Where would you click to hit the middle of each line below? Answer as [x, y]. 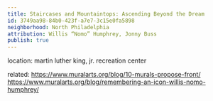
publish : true [28, 41]
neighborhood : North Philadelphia [59, 27]
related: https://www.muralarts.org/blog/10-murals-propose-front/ [104, 75]
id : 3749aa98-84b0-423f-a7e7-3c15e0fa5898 [71, 21]
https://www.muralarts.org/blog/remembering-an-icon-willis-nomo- [106, 82]
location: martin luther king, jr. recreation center [77, 60]
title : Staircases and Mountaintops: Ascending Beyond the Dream [106, 14]
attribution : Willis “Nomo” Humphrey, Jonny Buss [82, 34]
